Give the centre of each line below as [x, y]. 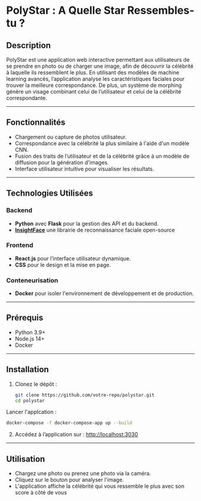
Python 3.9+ [30, 332]
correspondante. [27, 98]
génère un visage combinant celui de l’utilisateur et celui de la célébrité [94, 91]
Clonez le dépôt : [36, 384]
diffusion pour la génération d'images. [62, 162]
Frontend [20, 245]
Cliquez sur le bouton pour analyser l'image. [69, 480]
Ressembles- [161, 10]
